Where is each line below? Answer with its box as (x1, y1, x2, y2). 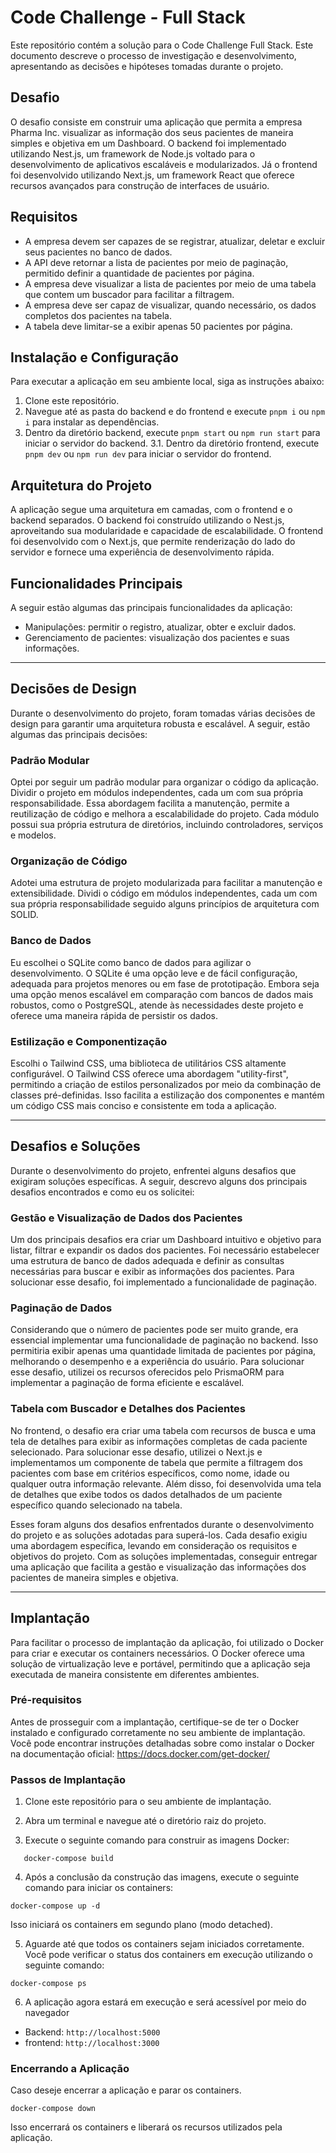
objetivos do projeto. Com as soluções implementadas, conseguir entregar (10, 1550, 318, 1562)
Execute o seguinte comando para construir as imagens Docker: (24, 1834, 290, 1846)
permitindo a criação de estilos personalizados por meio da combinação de (10, 1079, 322, 1090)
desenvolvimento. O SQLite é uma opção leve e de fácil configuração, (10, 967, 298, 979)
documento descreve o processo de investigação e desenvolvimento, (10, 49, 297, 61)
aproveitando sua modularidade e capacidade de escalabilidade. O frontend (10, 525, 324, 537)
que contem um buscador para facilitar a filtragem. (24, 288, 235, 300)
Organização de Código (10, 854, 128, 868)
